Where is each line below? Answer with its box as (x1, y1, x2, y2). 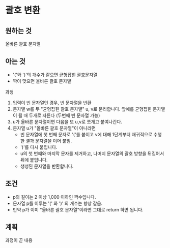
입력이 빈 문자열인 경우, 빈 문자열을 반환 (12, 100, 92, 106)
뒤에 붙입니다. (20, 157, 48, 163)
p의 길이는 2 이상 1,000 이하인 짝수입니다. (12, 194, 96, 200)
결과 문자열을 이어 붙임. (25, 138, 72, 144)
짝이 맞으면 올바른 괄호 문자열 (12, 78, 71, 84)
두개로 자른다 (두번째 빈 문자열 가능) (29, 112, 100, 118)
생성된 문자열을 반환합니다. (20, 163, 74, 169)
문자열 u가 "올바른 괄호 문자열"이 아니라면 (12, 125, 96, 131)
